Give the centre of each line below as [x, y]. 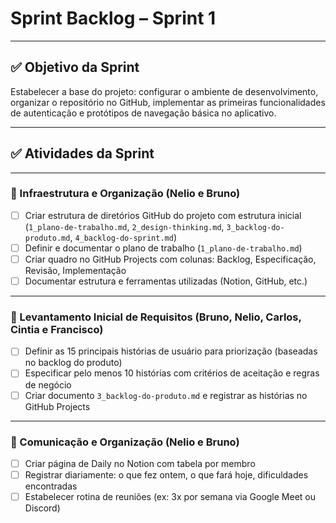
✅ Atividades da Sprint [82, 153]
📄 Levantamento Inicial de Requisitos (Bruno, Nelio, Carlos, [156, 317]
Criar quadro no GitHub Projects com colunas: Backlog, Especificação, [170, 259]
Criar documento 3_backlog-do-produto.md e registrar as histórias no [166, 395]
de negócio [48, 384]
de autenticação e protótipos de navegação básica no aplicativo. [143, 113]
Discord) [42, 508]
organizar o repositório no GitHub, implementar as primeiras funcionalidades [168, 102]
